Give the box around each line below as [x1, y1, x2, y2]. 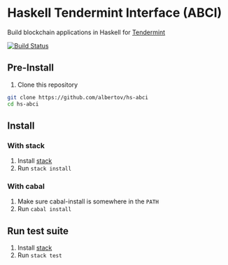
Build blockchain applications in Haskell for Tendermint [7, 28, 166, 36]
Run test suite [7, 225, 69, 237]
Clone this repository [17, 80, 78, 89]
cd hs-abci [7, 100, 39, 108]
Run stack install [17, 164, 72, 173]
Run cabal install [17, 205, 72, 213]
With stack [7, 141, 45, 150]
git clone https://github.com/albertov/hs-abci [7, 94, 149, 101]
